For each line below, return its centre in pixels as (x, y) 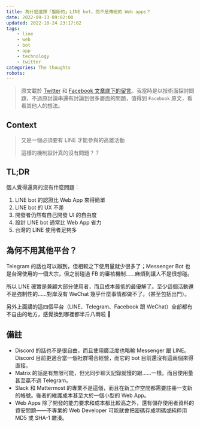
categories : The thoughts (38, 67)
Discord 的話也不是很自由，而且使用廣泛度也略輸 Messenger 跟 (93, 350)
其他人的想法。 (45, 106)
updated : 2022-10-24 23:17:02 (44, 23)
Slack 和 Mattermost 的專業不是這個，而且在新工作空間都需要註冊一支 (101, 387)
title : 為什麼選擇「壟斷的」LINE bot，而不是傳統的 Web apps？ (78, 12)
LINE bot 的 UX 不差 (39, 207)
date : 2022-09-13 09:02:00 (40, 17)
